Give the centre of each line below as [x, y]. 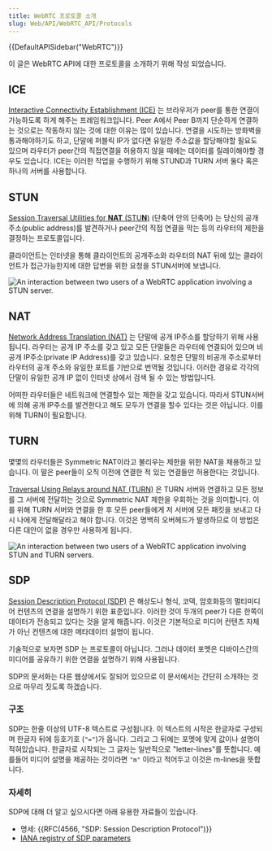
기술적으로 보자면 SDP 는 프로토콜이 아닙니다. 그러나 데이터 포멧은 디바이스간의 [134, 648]
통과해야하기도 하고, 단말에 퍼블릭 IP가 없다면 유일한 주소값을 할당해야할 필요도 [133, 141]
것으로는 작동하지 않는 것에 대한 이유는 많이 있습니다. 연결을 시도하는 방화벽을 [139, 130]
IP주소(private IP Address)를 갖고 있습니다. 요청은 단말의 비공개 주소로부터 [142, 357]
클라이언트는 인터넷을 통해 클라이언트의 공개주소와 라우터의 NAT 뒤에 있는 [125, 255]
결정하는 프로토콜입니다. [47, 238]
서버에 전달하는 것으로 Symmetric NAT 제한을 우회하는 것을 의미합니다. [138, 499]
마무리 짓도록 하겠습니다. [63, 686]
